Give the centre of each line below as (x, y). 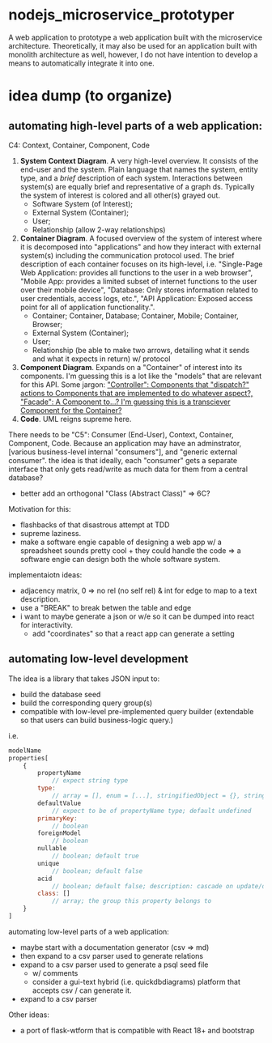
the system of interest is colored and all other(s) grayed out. (120, 195)
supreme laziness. (51, 533)
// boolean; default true (95, 856)
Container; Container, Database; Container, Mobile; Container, (135, 315)
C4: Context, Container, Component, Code (79, 145)
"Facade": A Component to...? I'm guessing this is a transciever (125, 402)
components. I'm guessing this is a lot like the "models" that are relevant (141, 376)
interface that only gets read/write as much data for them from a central (128, 469)
